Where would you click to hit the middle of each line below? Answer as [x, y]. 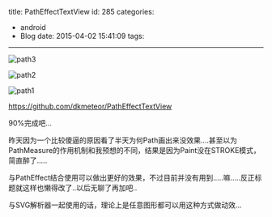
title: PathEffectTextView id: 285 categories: [81, 12]
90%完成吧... [30, 123]
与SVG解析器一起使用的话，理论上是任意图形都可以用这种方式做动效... [125, 205]
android [33, 27]
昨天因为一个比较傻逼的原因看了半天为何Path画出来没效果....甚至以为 [123, 140]
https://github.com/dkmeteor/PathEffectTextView [90, 106]
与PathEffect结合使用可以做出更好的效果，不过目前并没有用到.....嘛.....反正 [132, 178]
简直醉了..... [28, 160]
